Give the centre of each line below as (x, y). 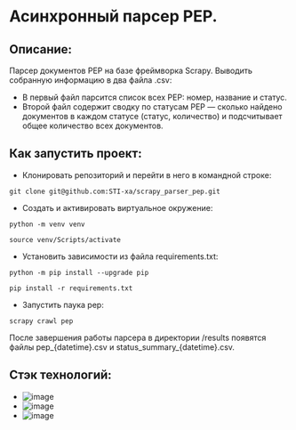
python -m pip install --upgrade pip (79, 272)
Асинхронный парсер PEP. (113, 16)
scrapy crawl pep (41, 321)
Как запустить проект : (76, 154)
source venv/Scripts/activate (65, 239)
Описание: (41, 49)
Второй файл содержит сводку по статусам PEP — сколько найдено (152, 107)
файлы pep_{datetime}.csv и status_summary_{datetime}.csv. (122, 347)
